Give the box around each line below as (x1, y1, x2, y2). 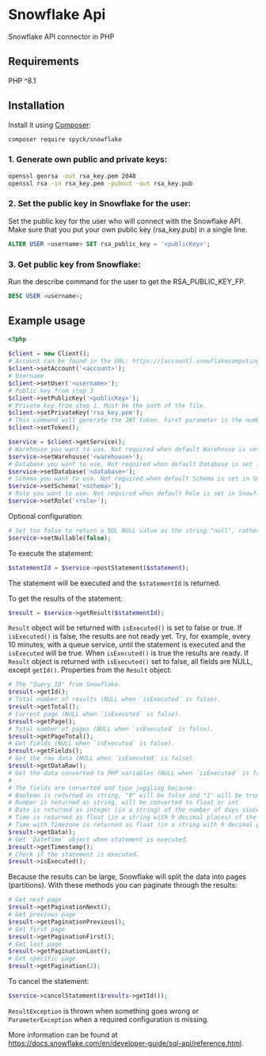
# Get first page (8, 925, 66, 933)
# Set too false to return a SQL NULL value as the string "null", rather (8, 526, 260, 535)
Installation (8, 99, 65, 113)
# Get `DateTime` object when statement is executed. (8, 835, 190, 843)
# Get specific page (8, 954, 77, 963)
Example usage (8, 314, 85, 328)
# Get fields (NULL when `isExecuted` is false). (8, 739, 176, 747)
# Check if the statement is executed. (8, 851, 140, 858)
